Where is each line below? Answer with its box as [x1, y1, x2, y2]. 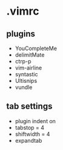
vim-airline [15, 64, 42, 71]
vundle [15, 84, 33, 91]
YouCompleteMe [15, 45, 58, 52]
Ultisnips [15, 77, 38, 84]
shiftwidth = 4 [15, 130, 50, 138]
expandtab [15, 137, 42, 144]
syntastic [15, 71, 38, 77]
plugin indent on [15, 117, 56, 124]
